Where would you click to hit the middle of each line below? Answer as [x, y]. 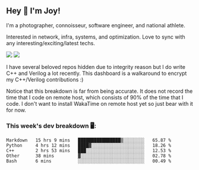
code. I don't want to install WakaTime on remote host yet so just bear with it [99, 103]
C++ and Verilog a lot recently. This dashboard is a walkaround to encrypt [97, 73]
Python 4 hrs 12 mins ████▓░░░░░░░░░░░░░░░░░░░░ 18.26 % [89, 146]
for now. [16, 110]
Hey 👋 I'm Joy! [33, 11]
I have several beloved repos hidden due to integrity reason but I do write [96, 67]
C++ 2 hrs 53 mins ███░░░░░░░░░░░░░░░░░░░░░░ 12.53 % [89, 151]
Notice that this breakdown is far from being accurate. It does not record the [99, 91]
